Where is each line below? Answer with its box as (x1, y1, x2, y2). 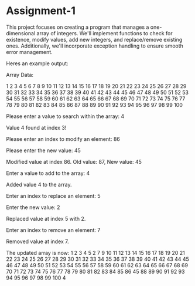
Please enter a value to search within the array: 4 (6, 113, 125, 120)
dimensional (6, 29, 36, 36)
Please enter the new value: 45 (6, 147, 81, 154)
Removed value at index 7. (6, 238, 69, 245)
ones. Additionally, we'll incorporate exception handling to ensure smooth (6, 42, 183, 49)
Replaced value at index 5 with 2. (6, 215, 86, 222)
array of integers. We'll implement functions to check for (36, 29, 173, 36)
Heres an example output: (6, 60, 69, 67)
